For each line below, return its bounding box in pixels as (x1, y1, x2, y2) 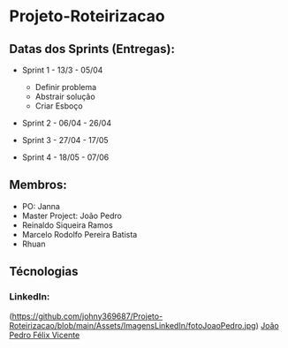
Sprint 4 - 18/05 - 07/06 (21, 152, 110, 163)
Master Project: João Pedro (21, 210, 122, 221)
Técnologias (9, 264, 79, 279)
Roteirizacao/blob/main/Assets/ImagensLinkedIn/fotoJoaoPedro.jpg (9, 320, 256, 330)
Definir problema (34, 82, 97, 92)
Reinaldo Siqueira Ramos (21, 219, 113, 231)
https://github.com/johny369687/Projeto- (11, 311, 163, 322)
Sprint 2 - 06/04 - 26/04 (21, 117, 112, 128)
